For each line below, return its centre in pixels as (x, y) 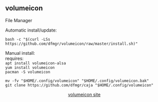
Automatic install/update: (31, 30)
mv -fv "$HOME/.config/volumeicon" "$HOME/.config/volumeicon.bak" (77, 81)
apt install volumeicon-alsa (36, 63)
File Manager (19, 20)
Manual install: (20, 53)
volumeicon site (84, 94)
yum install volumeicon (30, 67)
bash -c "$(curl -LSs (28, 39)
